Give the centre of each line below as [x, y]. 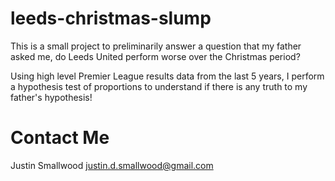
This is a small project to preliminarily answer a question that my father [156, 46]
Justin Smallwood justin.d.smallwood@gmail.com [112, 165]
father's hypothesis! [51, 97]
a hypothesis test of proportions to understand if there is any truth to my [159, 86]
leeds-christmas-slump [111, 18]
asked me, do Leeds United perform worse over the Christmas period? [155, 56]
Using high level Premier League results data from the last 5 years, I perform [167, 76]
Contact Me [60, 138]
